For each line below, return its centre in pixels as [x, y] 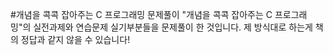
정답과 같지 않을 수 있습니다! [75, 39]
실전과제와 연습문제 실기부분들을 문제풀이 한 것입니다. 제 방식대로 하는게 [173, 27]
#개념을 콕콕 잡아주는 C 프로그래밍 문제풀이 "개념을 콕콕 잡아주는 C [141, 14]
